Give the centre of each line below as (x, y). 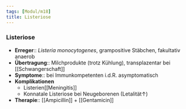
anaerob (25, 56)
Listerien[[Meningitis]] (50, 87)
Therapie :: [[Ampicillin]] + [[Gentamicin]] (64, 100)
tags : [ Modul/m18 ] (28, 11)
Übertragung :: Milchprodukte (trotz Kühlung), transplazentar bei (92, 63)
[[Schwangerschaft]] (40, 69)
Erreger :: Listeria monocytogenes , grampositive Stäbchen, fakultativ (97, 50)
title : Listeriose (28, 17)
